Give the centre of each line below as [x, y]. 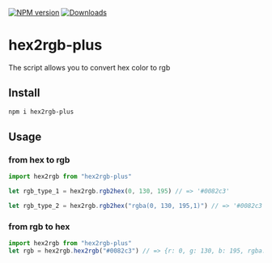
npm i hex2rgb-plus [41, 112]
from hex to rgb [39, 159]
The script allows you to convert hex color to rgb [89, 67]
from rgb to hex [39, 227]
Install [24, 93]
